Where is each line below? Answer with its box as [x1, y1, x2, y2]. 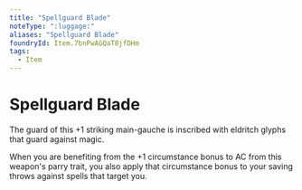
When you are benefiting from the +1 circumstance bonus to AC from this [9, 151, 282, 162]
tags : [9, 47, 30, 56]
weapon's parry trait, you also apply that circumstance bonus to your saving [9, 160, 294, 172]
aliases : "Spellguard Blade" [9, 30, 119, 39]
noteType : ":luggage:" [9, 22, 95, 31]
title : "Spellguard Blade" [9, 13, 111, 23]
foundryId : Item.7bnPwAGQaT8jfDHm [9, 38, 140, 48]
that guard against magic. [9, 133, 105, 145]
